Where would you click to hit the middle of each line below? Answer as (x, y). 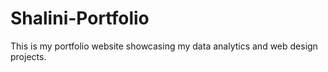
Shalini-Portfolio (80, 18)
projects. (28, 56)
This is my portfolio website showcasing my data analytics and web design (164, 46)
